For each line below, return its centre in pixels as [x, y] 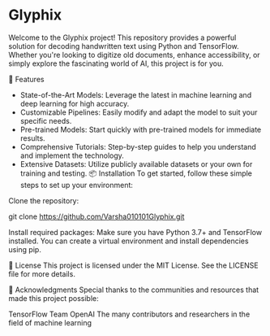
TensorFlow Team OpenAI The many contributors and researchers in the [129, 314]
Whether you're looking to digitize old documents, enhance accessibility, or [135, 55]
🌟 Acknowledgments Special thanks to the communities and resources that [134, 290]
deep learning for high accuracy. [75, 103]
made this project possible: [54, 298]
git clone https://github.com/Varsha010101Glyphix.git [96, 216]
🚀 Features [26, 79]
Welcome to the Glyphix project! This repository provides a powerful [122, 37]
